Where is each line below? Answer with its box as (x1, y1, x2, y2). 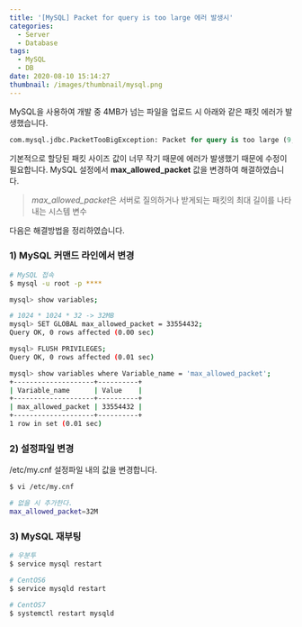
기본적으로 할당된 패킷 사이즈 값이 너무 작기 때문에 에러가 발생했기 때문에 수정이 (9, 152, 288, 163)
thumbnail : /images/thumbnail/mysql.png (9, 80, 164, 89)
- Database (17, 38, 58, 48)
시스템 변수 (48, 205, 87, 216)
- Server (17, 30, 50, 39)
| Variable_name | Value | (9, 386, 143, 395)
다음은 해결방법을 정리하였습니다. (9, 224, 126, 235)
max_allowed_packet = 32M (9, 506, 99, 516)
